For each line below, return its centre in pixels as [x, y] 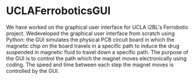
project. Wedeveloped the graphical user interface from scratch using [91, 33]
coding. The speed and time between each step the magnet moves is [90, 64]
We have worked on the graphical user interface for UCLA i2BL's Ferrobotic [98, 27]
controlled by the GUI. [33, 71]
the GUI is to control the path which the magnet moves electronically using [96, 58]
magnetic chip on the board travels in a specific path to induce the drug [93, 46]
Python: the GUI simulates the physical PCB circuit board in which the [90, 39]
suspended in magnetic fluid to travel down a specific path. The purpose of [97, 52]
